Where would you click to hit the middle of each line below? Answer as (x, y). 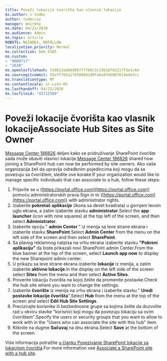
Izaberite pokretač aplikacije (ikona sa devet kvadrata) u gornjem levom (86, 205)
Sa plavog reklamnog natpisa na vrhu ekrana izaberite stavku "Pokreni (85, 242)
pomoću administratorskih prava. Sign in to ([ (58, 195)
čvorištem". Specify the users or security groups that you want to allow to (87, 317)
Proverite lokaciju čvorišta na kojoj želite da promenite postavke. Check (85, 280)
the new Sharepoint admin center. (47, 258)
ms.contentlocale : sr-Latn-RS (37, 84)
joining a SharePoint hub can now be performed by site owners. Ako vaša (81, 164)
